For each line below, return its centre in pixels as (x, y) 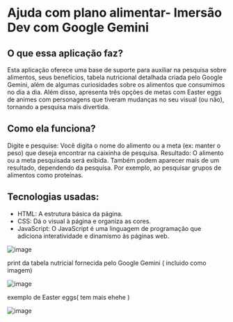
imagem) (20, 270)
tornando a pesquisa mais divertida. (58, 107)
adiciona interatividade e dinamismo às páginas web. (93, 236)
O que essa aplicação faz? (65, 53)
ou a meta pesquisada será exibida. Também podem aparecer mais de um (113, 160)
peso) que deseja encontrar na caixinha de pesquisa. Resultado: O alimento (115, 153)
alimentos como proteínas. (45, 175)
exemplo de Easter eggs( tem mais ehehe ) (69, 297)
